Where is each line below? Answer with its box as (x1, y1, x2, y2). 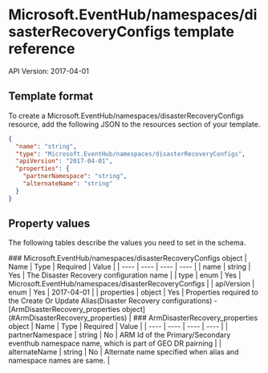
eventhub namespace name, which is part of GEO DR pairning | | (8, 339, 222, 348)
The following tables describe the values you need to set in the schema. (8, 238, 246, 248)
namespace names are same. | (8, 355, 110, 366)
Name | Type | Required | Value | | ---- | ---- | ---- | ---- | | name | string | (8, 262, 251, 272)
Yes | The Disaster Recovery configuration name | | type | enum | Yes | (8, 270, 242, 280)
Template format (8, 90, 94, 103)
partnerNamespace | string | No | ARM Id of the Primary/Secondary (8, 330, 231, 340)
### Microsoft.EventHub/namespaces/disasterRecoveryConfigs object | (8, 253, 247, 263)
